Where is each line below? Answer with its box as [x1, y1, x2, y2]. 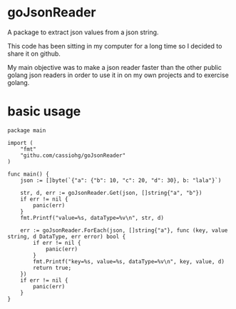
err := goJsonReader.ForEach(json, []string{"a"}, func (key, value [20, 226, 228, 234]
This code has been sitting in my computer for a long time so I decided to [7, 41, 222, 50]
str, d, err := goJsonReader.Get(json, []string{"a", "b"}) [20, 189, 202, 196]
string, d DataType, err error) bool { [7, 233, 126, 240]
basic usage [7, 103, 81, 120]
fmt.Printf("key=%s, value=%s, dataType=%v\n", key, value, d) [33, 258, 225, 265]
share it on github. [7, 49, 61, 58]
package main [7, 126, 46, 134]
